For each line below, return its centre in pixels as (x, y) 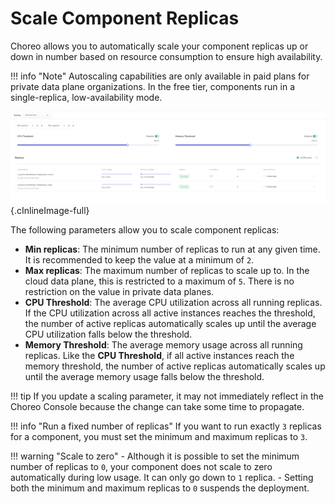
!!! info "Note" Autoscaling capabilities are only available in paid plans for (160, 76)
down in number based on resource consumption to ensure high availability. (166, 56)
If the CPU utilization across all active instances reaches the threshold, (170, 313)
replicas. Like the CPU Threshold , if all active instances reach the (159, 356)
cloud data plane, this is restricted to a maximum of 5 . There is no (159, 281)
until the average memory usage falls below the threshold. (144, 377)
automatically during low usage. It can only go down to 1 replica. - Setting (162, 478)
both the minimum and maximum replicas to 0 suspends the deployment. (160, 488)
